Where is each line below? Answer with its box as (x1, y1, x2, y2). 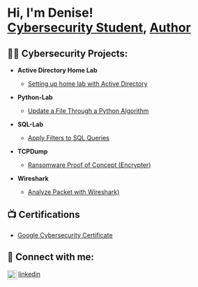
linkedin (18, 270, 40, 278)
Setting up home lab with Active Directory (27, 80, 148, 88)
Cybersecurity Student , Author (7, 20, 192, 36)
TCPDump (17, 147, 48, 155)
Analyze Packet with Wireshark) (27, 188, 120, 196)
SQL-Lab (17, 120, 44, 128)
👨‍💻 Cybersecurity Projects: (7, 47, 128, 59)
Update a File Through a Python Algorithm (27, 107, 149, 115)
